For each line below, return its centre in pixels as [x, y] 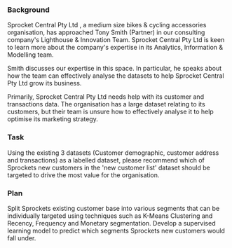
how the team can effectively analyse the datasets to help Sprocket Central [116, 76]
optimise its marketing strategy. [53, 119]
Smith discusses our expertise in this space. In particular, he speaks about [115, 69]
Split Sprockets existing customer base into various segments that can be [114, 208]
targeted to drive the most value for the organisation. [83, 175]
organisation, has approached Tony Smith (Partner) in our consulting [106, 32]
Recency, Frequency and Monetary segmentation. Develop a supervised [111, 223]
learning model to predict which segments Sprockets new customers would [116, 230]
